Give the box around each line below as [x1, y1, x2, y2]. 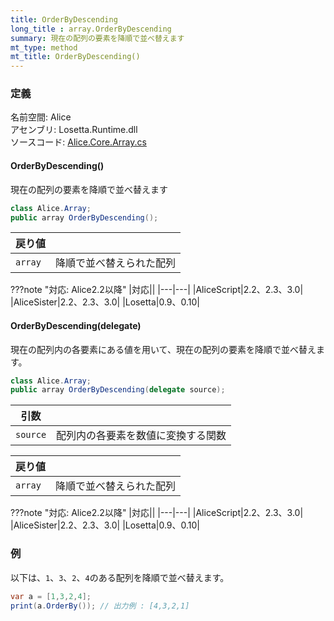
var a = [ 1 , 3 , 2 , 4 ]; [10, 591, 92, 601]
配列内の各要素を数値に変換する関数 [56, 429, 227, 443]
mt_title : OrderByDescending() [10, 52, 141, 62]
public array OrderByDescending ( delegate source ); [10, 385, 226, 395]
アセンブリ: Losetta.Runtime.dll [10, 124, 138, 136]
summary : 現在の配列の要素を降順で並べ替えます [10, 33, 185, 43]
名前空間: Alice [10, 111, 72, 123]
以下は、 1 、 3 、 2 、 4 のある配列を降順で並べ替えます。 [10, 571, 230, 583]
